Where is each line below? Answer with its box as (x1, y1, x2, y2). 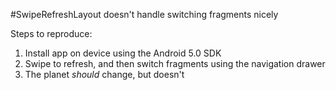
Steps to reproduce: (10, 28, 93, 39)
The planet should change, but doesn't (24, 69, 185, 80)
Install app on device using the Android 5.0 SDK (24, 47, 222, 59)
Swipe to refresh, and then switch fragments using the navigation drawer (24, 58, 326, 69)
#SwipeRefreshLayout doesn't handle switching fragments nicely (10, 9, 279, 20)
